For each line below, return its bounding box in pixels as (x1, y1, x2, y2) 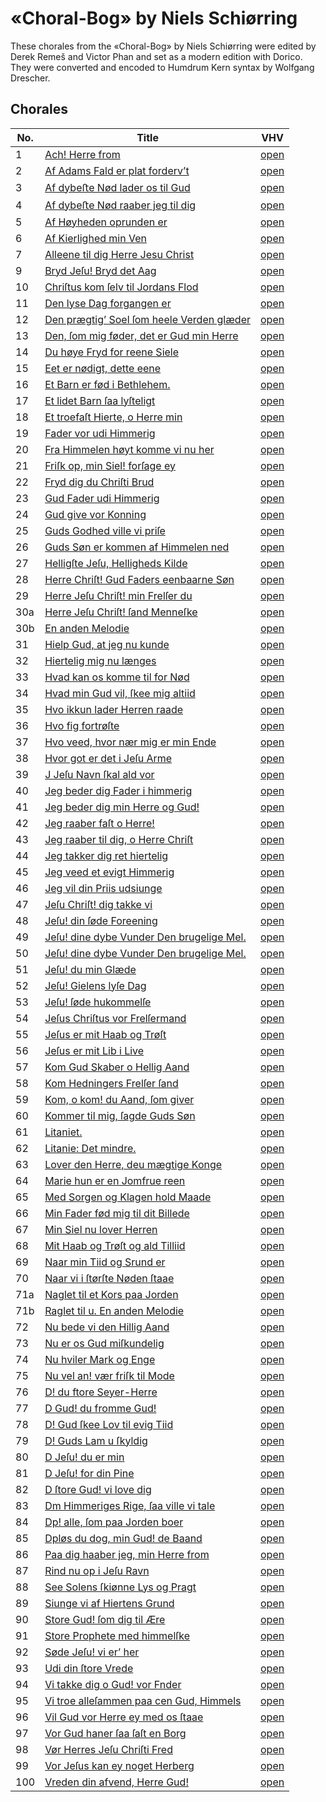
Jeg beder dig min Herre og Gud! (44, 800, 200, 814)
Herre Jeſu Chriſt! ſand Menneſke (44, 605, 198, 619)
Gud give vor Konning (44, 507, 147, 521)
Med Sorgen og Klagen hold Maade (44, 1190, 212, 1204)
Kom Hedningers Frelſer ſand (44, 1076, 179, 1090)
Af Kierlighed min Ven (44, 231, 147, 245)
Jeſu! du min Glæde (44, 962, 137, 976)
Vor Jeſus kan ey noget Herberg (44, 1758, 195, 1772)
